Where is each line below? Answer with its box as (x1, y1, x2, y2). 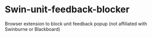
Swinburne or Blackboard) (5, 26, 61, 32)
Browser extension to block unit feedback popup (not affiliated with (5, 21, 147, 27)
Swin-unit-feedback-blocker (5, 4, 130, 15)
